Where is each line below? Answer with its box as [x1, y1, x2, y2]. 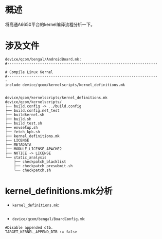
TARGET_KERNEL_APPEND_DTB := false [5, 229, 77, 234]
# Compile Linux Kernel [5, 69, 54, 75]
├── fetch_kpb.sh [5, 129, 40, 134]
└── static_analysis [5, 155, 47, 160]
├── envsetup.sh [5, 125, 38, 130]
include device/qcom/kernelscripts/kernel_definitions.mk [5, 82, 125, 87]
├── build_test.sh [5, 120, 42, 126]
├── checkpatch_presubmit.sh [14, 163, 73, 168]
